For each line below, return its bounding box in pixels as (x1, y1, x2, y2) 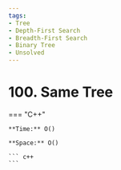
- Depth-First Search (8, 26, 81, 34)
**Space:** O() (8, 139, 59, 147)
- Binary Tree (8, 42, 56, 49)
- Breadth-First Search (8, 34, 88, 42)
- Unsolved (8, 49, 45, 57)
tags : (8, 11, 26, 20)
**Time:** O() (8, 125, 56, 132)
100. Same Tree (8, 83, 114, 101)
